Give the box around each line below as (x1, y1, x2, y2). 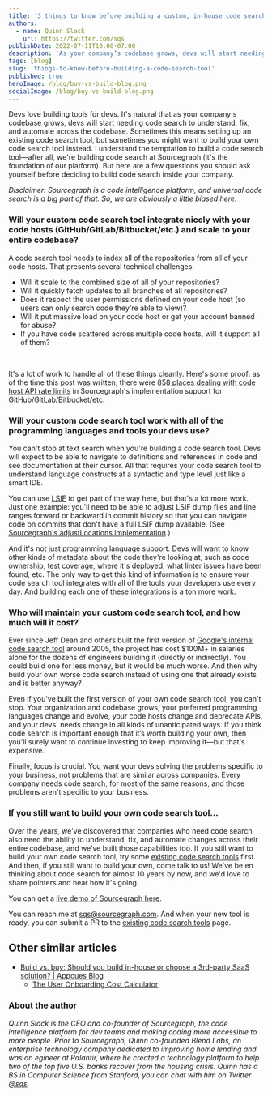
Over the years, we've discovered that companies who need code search (8, 825, 253, 835)
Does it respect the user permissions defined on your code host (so (19, 294, 246, 304)
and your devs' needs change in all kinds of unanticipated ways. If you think (8, 720, 261, 730)
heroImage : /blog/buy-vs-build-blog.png (8, 79, 147, 87)
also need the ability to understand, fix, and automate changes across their (8, 834, 258, 844)
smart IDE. (8, 477, 43, 487)
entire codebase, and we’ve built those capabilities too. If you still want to (8, 843, 253, 853)
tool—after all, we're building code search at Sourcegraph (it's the (8, 152, 228, 162)
